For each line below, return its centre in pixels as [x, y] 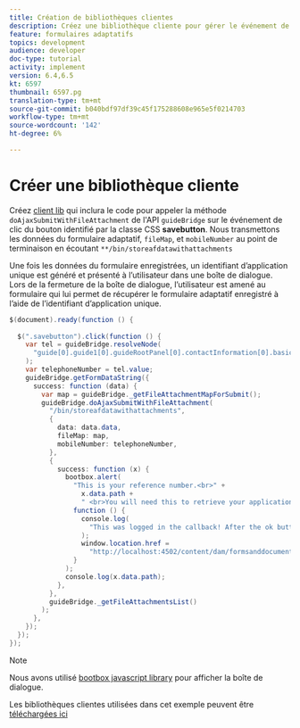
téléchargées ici [39, 714]
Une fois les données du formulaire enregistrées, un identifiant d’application [149, 265]
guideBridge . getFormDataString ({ [87, 377]
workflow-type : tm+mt [50, 117]
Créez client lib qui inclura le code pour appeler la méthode [118, 210]
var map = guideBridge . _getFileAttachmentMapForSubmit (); [151, 394]
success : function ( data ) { [85, 386]
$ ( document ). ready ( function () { [71, 319]
